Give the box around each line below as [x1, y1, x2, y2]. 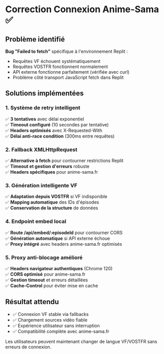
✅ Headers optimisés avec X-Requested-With [5, 127, 103, 133]
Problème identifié [5, 35, 65, 44]
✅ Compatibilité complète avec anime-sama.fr [12, 328, 110, 334]
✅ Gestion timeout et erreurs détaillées [5, 277, 88, 283]
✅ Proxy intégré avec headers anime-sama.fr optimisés [5, 241, 122, 247]
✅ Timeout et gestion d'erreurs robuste [5, 163, 90, 169]
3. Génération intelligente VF [5, 182, 78, 189]
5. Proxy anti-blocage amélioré [5, 254, 83, 261]
